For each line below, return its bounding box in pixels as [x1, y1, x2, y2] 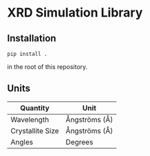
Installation [7, 32, 56, 44]
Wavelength [10, 115, 50, 124]
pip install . [7, 50, 48, 57]
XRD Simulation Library [7, 5, 143, 21]
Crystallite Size [10, 126, 60, 135]
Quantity [20, 103, 50, 113]
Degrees [65, 137, 94, 146]
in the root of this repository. [7, 63, 88, 70]
